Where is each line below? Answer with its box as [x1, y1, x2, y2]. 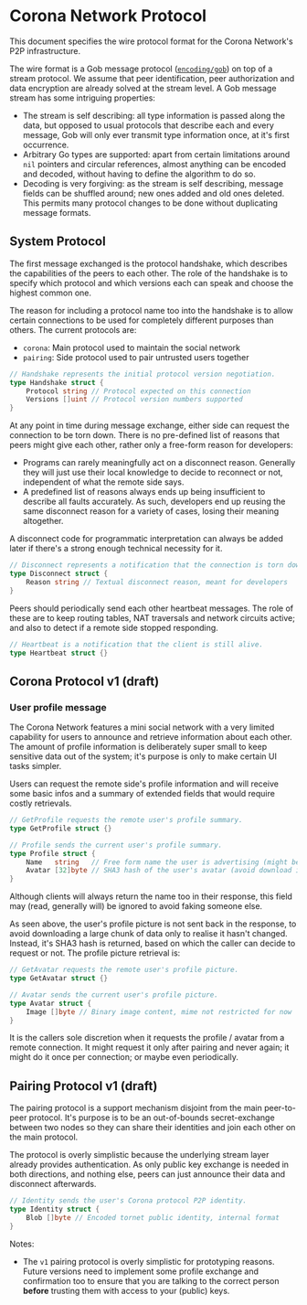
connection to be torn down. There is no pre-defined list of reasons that [9, 430, 281, 441]
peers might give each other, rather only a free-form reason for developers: [9, 440, 294, 451]
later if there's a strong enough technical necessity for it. [9, 543, 223, 554]
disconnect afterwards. [9, 1179, 97, 1190]
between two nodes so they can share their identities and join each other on [9, 1122, 296, 1133]
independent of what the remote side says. [22, 476, 185, 487]
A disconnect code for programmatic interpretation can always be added [9, 533, 283, 544]
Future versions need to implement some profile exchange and [22, 1266, 259, 1277]
